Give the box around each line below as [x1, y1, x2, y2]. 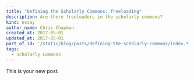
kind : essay [6, 19, 35, 25]
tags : [6, 46, 19, 52]
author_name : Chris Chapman [6, 24, 75, 31]
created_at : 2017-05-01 [6, 30, 64, 36]
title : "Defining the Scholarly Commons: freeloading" [6, 8, 142, 14]
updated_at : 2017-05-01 [6, 35, 64, 41]
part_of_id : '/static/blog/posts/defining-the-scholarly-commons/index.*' [6, 41, 192, 47]
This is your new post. [6, 67, 59, 74]
